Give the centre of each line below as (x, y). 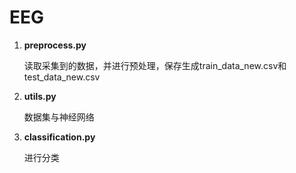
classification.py (59, 137)
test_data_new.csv (62, 77)
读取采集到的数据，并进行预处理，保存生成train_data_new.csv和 (155, 65)
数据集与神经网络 (59, 117)
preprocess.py (55, 45)
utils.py (40, 96)
